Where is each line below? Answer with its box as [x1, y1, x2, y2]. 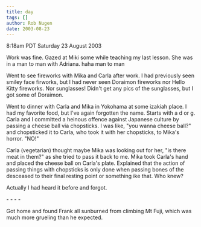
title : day [6, 8, 34, 15]
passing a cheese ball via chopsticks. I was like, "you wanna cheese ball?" [6, 122, 191, 130]
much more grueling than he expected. [6, 214, 103, 221]
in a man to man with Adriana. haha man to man [6, 60, 125, 68]
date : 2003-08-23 [6, 25, 50, 32]
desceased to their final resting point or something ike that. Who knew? [6, 173, 184, 180]
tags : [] [6, 14, 28, 21]
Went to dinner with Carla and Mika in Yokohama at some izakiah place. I [6, 103, 187, 110]
